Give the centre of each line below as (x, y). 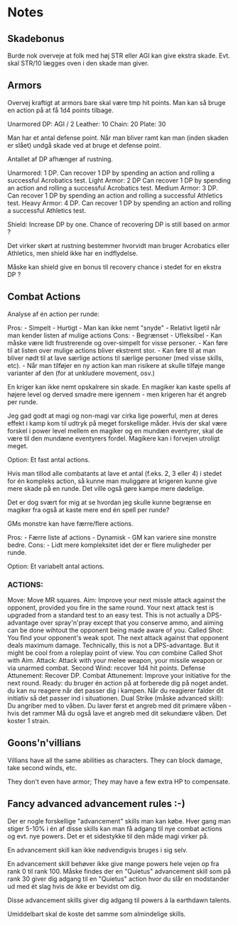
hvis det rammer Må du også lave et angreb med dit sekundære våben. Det (117, 713)
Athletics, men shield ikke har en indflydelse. (73, 253)
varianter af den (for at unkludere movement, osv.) (81, 373)
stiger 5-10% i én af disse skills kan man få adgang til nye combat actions (115, 828)
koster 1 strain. (29, 720)
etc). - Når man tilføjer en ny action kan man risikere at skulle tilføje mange (116, 365)
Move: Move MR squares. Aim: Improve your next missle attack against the (117, 600)
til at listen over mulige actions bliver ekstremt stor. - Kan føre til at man (112, 350)
